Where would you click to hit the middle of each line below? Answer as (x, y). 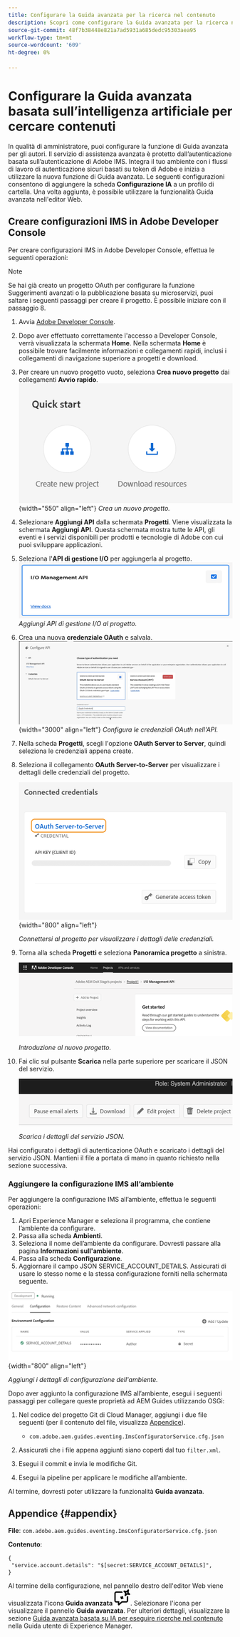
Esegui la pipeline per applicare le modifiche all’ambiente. (103, 1477)
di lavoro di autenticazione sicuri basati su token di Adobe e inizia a (106, 169)
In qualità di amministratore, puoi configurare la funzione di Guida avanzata (118, 146)
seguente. (33, 1282)
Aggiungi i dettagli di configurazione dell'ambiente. (83, 1379)
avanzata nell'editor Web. (45, 199)
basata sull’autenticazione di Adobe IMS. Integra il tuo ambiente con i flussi (118, 161)
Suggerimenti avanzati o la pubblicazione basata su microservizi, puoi (111, 293)
